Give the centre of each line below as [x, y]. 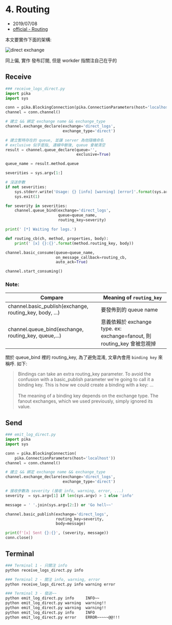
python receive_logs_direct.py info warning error [60, 584]
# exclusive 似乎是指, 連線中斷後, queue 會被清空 [56, 145]
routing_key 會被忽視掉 [128, 344]
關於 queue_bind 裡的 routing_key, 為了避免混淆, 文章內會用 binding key [81, 358]
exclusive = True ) [93, 155]
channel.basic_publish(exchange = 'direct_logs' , [57, 514]
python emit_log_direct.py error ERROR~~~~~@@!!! [63, 617]
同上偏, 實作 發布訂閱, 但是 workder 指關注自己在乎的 [61, 60]
